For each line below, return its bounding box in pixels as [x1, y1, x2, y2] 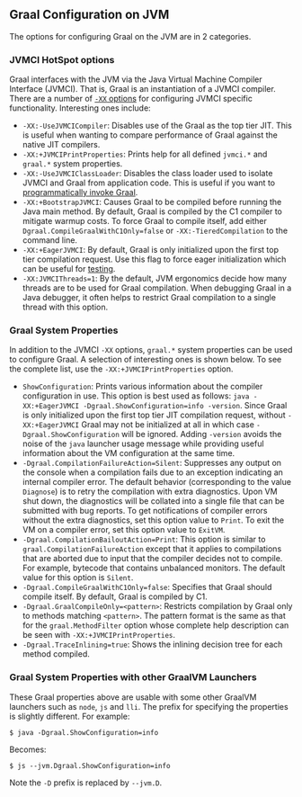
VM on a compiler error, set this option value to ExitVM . [22, 524, 226, 535]
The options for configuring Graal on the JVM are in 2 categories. [9, 31, 252, 41]
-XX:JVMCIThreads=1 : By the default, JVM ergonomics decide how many [22, 273, 288, 284]
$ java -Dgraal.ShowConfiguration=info [9, 728, 159, 737]
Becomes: [9, 744, 47, 755]
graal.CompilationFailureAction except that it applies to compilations [22, 543, 282, 554]
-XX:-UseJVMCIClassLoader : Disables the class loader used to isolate [22, 168, 273, 179]
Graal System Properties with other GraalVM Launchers [9, 671, 258, 684]
